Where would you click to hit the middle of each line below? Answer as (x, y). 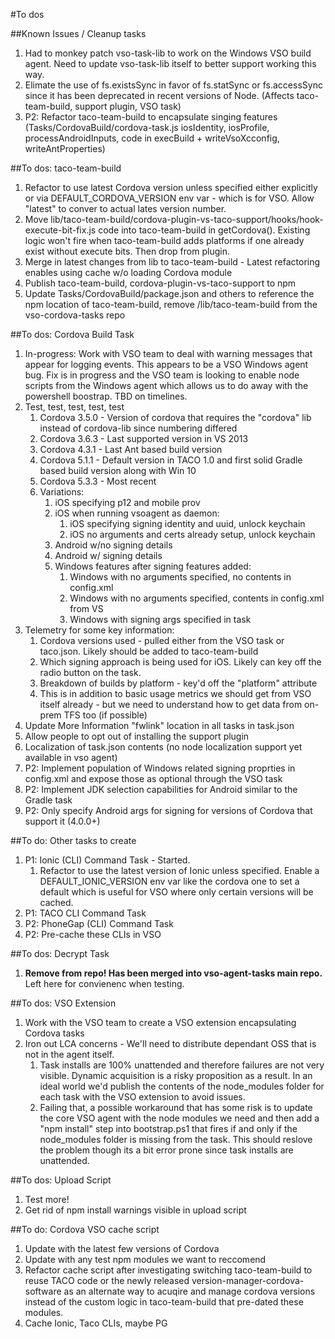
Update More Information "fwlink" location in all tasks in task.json (159, 725)
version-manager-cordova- (248, 1280)
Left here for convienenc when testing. (104, 983)
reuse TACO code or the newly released (107, 1280)
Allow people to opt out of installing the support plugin (137, 736)
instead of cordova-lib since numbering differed (138, 428)
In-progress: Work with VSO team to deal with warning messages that (168, 353)
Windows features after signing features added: (153, 566)
